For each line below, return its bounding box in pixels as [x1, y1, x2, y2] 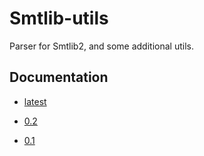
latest [23, 95, 47, 107]
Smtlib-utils [9, 7, 109, 30]
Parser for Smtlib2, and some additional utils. [9, 40, 194, 52]
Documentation [9, 69, 109, 86]
